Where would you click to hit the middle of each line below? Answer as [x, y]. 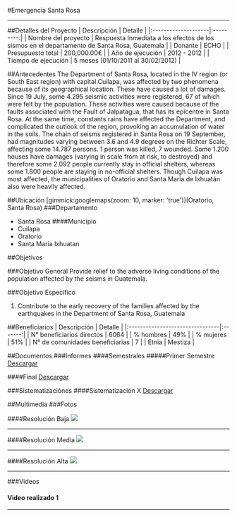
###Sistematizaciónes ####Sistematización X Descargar [90, 390]
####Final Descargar [38, 377]
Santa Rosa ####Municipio [57, 221]
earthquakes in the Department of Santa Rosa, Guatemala [101, 314]
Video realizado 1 [33, 497]
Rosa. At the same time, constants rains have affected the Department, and [116, 119]
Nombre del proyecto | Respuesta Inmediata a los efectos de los [121, 38]
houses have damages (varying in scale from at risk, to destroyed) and [110, 157]
